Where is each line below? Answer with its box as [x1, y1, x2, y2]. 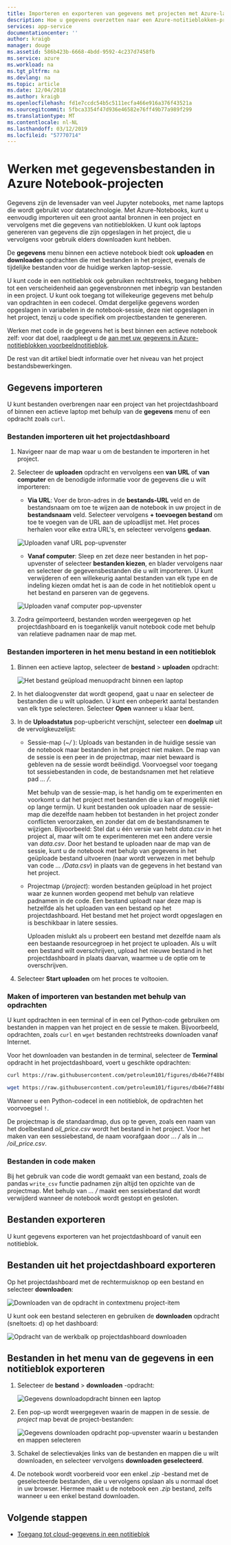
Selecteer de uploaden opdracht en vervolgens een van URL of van [16, 468, 210, 476]
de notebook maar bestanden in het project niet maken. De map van [27, 745, 221, 754]
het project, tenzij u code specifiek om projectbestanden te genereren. [7, 313, 208, 322]
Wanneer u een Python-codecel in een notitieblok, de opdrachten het [7, 1096, 203, 1105]
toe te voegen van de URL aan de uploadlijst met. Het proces [27, 518, 200, 527]
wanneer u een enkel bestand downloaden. [16, 1492, 140, 1500]
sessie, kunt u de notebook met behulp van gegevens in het [27, 846, 197, 854]
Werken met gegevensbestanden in [7, 161, 215, 177]
